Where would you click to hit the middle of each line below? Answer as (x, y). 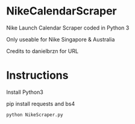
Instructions (37, 76)
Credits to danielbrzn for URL (42, 51)
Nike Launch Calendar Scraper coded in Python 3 (68, 28)
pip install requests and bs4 (41, 104)
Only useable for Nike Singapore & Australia (61, 39)
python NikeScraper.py (35, 115)
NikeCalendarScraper (62, 11)
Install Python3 (25, 92)
